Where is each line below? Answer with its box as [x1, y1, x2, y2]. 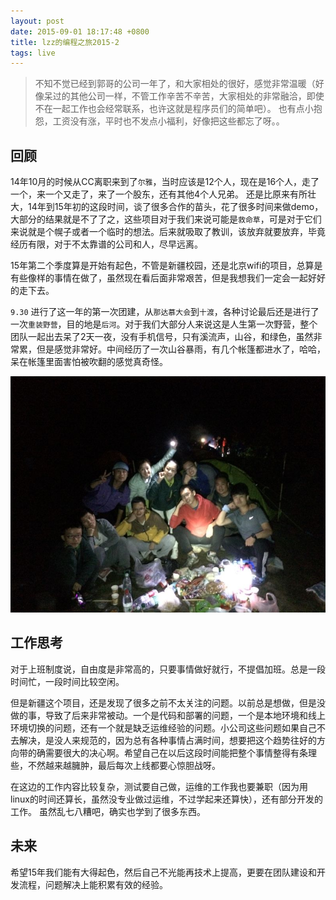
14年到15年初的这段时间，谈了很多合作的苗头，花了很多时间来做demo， [27, 201, 324, 213]
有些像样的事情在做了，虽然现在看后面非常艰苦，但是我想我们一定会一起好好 [10, 272, 326, 284]
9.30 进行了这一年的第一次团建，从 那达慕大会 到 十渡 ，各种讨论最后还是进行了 [10, 306, 320, 318]
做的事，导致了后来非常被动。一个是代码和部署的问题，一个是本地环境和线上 [10, 709, 326, 721]
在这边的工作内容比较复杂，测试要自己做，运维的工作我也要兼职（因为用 [10, 780, 308, 792]
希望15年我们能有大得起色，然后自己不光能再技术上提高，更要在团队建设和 [10, 866, 317, 878]
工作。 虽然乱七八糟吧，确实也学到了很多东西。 [10, 805, 206, 817]
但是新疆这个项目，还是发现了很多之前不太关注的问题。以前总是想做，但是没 [10, 696, 326, 709]
